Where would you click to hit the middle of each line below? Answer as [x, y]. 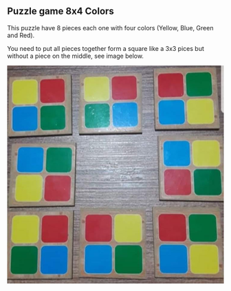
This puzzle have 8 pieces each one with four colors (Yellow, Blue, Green [110, 28]
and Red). [21, 35]
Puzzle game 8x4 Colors [61, 11]
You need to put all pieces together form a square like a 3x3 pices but [106, 48]
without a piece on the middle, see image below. [76, 56]
